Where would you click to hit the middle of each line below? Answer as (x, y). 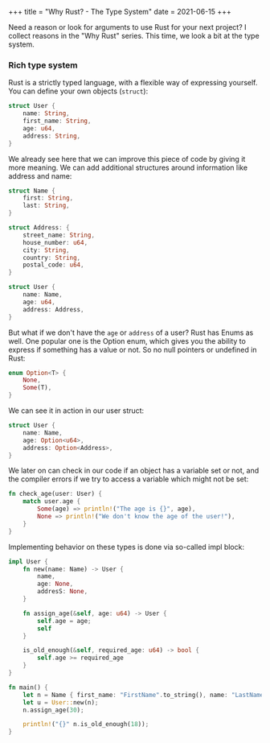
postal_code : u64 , (53, 265)
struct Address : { (39, 228)
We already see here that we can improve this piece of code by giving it (127, 159)
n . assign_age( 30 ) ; (53, 710)
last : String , (46, 206)
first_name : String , (57, 121)
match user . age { (52, 502)
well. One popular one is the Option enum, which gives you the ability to (127, 341)
